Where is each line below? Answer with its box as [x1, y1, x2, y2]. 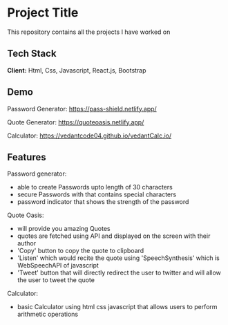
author [17, 239, 37, 248]
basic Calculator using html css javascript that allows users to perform [17, 303, 218, 311]
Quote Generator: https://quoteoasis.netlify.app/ [7, 118, 144, 126]
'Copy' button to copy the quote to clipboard [17, 247, 144, 255]
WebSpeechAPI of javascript [17, 261, 99, 270]
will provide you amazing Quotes [17, 225, 111, 233]
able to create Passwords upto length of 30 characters [17, 183, 173, 192]
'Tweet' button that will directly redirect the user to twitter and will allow [17, 268, 221, 277]
